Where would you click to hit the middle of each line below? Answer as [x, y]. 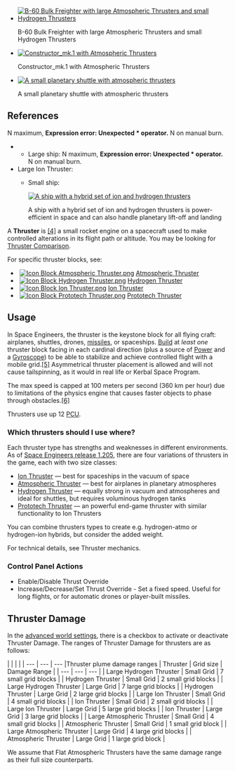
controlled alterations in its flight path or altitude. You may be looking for [112, 238]
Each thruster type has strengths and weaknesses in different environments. [117, 447]
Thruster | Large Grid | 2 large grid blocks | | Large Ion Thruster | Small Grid [116, 694]
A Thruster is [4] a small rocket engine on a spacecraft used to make [107, 231]
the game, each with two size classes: [62, 462]
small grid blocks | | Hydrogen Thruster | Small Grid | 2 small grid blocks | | [115, 679]
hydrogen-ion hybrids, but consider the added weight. [86, 534]
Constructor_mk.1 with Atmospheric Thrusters [83, 66]
